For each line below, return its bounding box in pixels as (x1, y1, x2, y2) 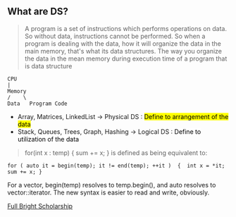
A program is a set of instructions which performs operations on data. (24, 24, 228, 32)
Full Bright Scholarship (7, 201, 73, 210)
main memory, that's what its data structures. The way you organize (24, 46, 223, 55)
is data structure (24, 61, 73, 70)
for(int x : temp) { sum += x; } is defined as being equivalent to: (24, 148, 208, 157)
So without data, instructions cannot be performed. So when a (24, 32, 206, 40)
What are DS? (7, 6, 69, 18)
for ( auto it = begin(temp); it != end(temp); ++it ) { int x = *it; (7, 162, 225, 169)
